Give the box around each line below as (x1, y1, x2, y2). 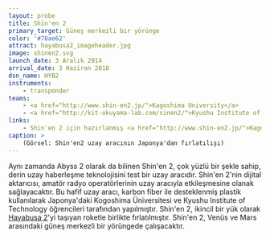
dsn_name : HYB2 (8, 72, 59, 80)
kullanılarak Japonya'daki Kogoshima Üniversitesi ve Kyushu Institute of (8, 195, 246, 205)
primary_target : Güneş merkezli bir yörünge (8, 27, 160, 35)
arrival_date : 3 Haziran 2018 (8, 64, 110, 72)
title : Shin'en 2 (8, 19, 67, 27)
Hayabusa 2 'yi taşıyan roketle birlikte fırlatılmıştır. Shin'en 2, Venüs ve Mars (8, 212, 257, 222)
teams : (8, 94, 31, 102)
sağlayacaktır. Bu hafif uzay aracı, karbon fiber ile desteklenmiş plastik (8, 187, 242, 196)
